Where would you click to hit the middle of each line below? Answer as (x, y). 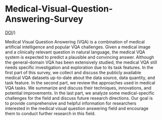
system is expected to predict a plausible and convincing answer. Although (80, 57)
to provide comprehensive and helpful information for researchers (71, 103)
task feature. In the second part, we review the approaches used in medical (80, 82)
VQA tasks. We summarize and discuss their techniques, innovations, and (78, 88)
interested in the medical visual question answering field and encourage (77, 108)
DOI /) (10, 32)
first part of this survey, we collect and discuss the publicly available (73, 72)
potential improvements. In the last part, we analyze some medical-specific (80, 93)
